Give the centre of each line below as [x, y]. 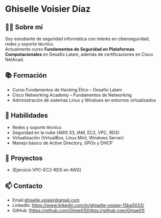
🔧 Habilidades [26, 116]
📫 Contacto [24, 186]
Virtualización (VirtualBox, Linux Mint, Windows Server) [68, 137]
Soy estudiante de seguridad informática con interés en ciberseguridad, [78, 39]
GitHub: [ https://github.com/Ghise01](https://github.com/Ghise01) [79, 211]
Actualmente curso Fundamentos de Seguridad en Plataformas [70, 49]
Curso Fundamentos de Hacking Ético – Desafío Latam [67, 89]
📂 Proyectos [24, 158]
